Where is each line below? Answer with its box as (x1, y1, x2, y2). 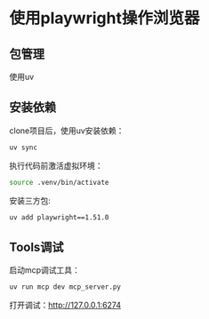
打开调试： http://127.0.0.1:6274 (9, 299, 122, 311)
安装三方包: (9, 195, 52, 205)
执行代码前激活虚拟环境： (9, 160, 103, 171)
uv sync (9, 143, 38, 152)
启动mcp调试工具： (9, 265, 80, 275)
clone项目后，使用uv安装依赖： (9, 125, 125, 136)
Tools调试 (9, 239, 64, 254)
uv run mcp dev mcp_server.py (9, 283, 122, 291)
